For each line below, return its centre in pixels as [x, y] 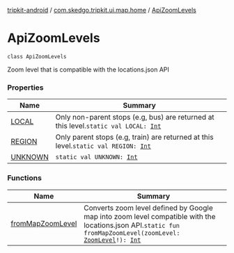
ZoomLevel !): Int [112, 240]
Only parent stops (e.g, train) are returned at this [134, 137]
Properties [25, 88]
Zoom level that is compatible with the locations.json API [88, 70]
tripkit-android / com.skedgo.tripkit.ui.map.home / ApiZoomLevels [102, 10]
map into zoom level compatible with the [149, 216]
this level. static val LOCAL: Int [108, 126]
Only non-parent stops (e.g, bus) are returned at [135, 117]
